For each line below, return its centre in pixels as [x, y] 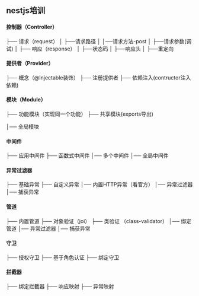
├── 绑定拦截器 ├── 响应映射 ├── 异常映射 [60, 287]
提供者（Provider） [30, 63]
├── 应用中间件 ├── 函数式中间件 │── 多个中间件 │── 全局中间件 [87, 155]
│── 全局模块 [23, 127]
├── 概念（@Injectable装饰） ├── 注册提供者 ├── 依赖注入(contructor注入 [99, 77]
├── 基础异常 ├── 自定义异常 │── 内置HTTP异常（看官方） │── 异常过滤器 [99, 184]
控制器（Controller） [32, 27]
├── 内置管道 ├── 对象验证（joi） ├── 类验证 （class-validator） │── [93, 221]
